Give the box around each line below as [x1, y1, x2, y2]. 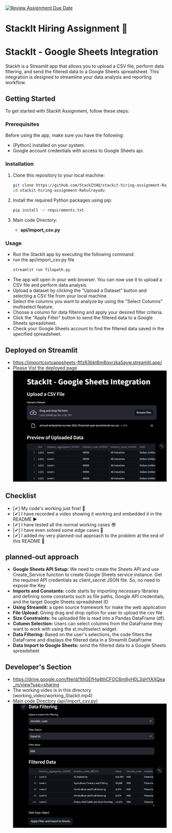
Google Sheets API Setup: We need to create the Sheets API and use [12, 566, 159, 572]
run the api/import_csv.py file [12, 257, 75, 263]
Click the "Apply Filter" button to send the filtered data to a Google [12, 315, 153, 321]
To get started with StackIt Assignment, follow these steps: [5, 108, 130, 114]
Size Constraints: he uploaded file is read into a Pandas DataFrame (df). [12, 615, 165, 622]
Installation [5, 160, 34, 167]
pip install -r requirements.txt [12, 208, 84, 213]
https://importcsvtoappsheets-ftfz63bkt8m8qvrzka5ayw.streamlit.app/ [12, 359, 162, 366]
